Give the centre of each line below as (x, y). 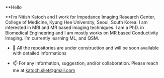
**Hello (13, 7)
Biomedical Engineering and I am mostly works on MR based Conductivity (82, 33)
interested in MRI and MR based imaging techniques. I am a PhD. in (75, 27)
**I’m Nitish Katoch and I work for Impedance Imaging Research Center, (80, 17)
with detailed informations (39, 53)
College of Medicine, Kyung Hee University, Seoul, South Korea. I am (76, 22)
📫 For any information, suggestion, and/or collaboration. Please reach (85, 63)
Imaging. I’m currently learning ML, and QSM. (52, 38)
